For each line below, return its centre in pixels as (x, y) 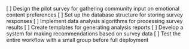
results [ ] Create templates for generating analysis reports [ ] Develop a (95, 27)
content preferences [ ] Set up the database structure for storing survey (95, 15)
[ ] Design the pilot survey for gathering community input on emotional (93, 9)
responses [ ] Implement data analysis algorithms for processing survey (94, 21)
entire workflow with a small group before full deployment (77, 40)
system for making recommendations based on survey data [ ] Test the (94, 34)
